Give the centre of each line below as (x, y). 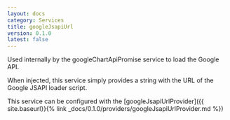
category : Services (36, 20)
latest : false (28, 40)
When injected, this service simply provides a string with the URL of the (110, 80)
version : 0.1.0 (29, 33)
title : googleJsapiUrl (40, 27)
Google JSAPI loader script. (47, 88)
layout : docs (26, 14)
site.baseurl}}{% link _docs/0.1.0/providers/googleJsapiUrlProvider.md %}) (115, 109)
